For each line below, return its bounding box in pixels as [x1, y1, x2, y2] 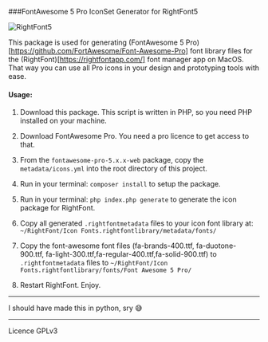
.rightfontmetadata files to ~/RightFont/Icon [19, 258, 168, 268]
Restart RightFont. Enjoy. [19, 281, 101, 290]
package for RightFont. [19, 203, 96, 213]
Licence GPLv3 [8, 326, 58, 336]
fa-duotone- [195, 241, 237, 250]
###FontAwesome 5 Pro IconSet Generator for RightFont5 [8, 7, 199, 16]
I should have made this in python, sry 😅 [8, 303, 143, 313]
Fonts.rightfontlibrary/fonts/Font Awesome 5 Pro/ [19, 266, 192, 274]
